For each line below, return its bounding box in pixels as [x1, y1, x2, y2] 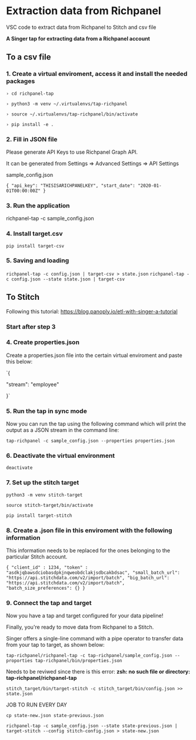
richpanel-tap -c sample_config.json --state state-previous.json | [6, 723, 178, 729]
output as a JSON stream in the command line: [6, 427, 119, 434]
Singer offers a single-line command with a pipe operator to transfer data [6, 635, 184, 642]
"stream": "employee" [6, 381, 59, 388]
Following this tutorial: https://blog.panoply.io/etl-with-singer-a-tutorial [6, 308, 178, 315]
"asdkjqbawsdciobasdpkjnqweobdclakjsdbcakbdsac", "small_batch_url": [6, 570, 181, 576]
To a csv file [6, 52, 51, 62]
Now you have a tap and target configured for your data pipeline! [6, 612, 164, 619]
